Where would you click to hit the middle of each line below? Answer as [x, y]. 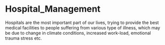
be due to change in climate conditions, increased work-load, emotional [78, 33]
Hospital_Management [53, 9]
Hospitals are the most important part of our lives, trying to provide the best [82, 22]
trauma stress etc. [23, 38]
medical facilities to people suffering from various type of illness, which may [83, 27]
